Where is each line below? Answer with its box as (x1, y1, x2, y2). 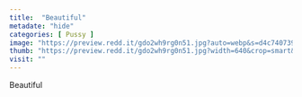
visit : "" (9, 55, 47, 64)
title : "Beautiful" (9, 13, 87, 22)
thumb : (9, 47, 34, 56)
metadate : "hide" (9, 22, 75, 31)
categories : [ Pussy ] (9, 30, 94, 39)
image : (9, 38, 34, 48)
